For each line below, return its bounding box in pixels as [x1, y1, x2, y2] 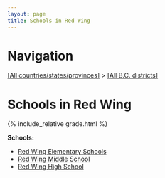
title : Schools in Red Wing [7, 17, 91, 24]
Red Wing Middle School [17, 155, 90, 164]
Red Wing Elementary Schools [17, 147, 107, 156]
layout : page [7, 10, 46, 18]
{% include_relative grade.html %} [7, 120, 108, 128]
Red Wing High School [17, 162, 84, 171]
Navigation [7, 48, 73, 64]
